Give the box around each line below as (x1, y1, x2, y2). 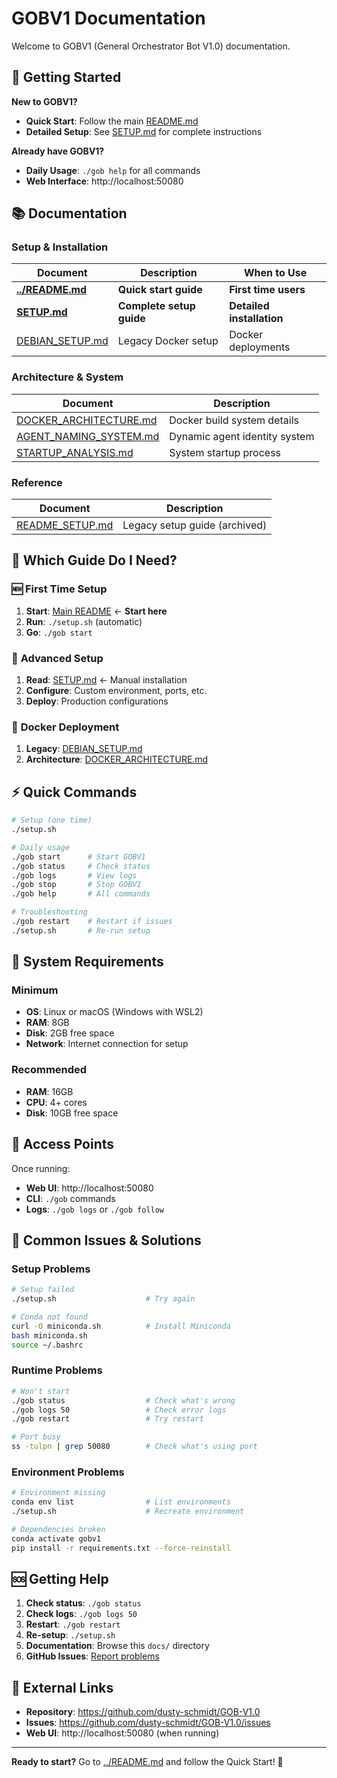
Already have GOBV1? (11, 145, 105, 157)
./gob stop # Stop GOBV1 (11, 880, 142, 890)
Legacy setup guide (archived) (122, 518, 268, 532)
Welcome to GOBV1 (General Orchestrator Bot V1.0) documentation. (11, 40, 291, 52)
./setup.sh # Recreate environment (11, 1507, 245, 1517)
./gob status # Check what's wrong (11, 1395, 236, 1406)
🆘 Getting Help (11, 1570, 109, 1587)
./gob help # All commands (11, 889, 151, 899)
